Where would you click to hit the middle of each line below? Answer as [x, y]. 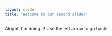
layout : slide [20, 10]
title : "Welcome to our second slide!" [47, 14]
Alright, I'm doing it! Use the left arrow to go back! [56, 28]
